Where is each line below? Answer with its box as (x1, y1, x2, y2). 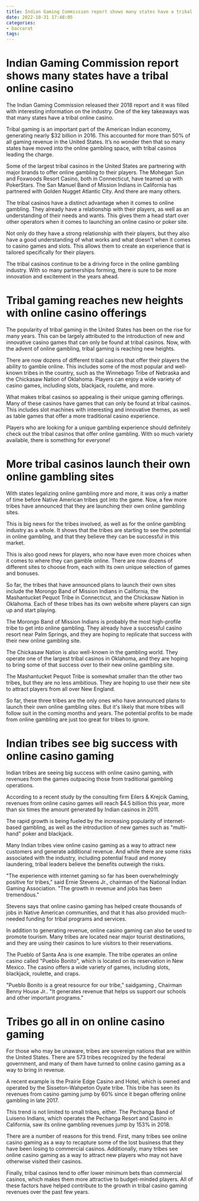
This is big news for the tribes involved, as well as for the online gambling (6, 520, 186, 527)
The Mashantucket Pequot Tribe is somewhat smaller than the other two (6, 673, 183, 680)
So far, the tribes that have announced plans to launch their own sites (6, 581, 176, 588)
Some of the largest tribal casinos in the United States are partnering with (6, 162, 186, 170)
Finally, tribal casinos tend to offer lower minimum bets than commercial (6, 1169, 182, 1176)
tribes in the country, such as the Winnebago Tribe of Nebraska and (23, 370, 190, 376)
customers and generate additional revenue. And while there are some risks (6, 847, 192, 855)
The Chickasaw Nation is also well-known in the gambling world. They (6, 648, 178, 655)
